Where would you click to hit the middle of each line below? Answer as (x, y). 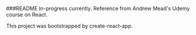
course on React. (27, 15)
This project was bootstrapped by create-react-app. (69, 26)
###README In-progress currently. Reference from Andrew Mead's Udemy (98, 8)
